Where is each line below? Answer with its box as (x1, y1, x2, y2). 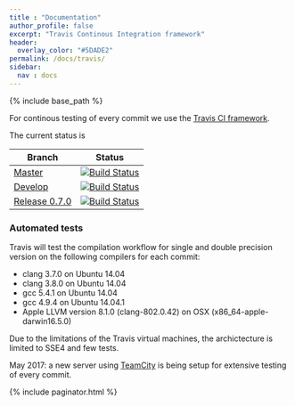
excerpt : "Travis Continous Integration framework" (9, 29, 205, 38)
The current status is (9, 130, 86, 141)
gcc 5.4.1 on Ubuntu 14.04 (21, 288, 119, 298)
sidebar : (9, 63, 42, 72)
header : (9, 37, 38, 47)
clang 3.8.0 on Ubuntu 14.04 (21, 278, 127, 289)
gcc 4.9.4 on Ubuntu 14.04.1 (21, 297, 125, 308)
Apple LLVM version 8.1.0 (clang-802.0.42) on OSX (21, 306, 209, 317)
